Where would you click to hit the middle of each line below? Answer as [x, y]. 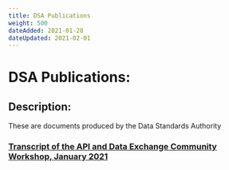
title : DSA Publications [49, 16]
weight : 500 [28, 23]
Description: [40, 107]
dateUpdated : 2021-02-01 [49, 38]
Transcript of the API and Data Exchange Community [113, 147]
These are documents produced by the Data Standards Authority [115, 126]
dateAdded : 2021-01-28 [46, 30]
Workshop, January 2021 [58, 156]
